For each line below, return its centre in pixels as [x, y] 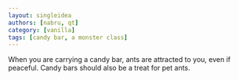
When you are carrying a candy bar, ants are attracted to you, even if [119, 60]
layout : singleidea [40, 15]
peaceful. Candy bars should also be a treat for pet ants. [99, 68]
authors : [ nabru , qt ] [43, 23]
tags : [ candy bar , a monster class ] [68, 37]
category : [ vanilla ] [42, 30]
